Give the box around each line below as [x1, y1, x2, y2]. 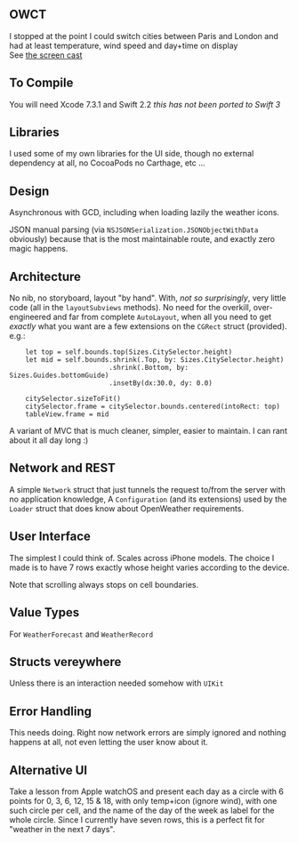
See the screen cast [9, 49, 83, 60]
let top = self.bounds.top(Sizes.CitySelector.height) [25, 348, 233, 357]
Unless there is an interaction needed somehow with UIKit [9, 678, 224, 688]
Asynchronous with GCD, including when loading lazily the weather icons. [9, 207, 280, 218]
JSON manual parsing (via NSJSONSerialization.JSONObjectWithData [9, 224, 259, 235]
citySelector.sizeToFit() [25, 395, 122, 404]
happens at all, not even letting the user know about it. [9, 737, 209, 748]
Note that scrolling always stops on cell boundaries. [9, 579, 199, 590]
